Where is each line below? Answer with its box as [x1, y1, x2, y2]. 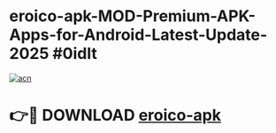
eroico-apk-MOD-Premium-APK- [9, 6, 257, 26]
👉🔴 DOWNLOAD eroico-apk [9, 106, 221, 125]
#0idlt [52, 44, 97, 63]
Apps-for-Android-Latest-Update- [9, 25, 268, 45]
